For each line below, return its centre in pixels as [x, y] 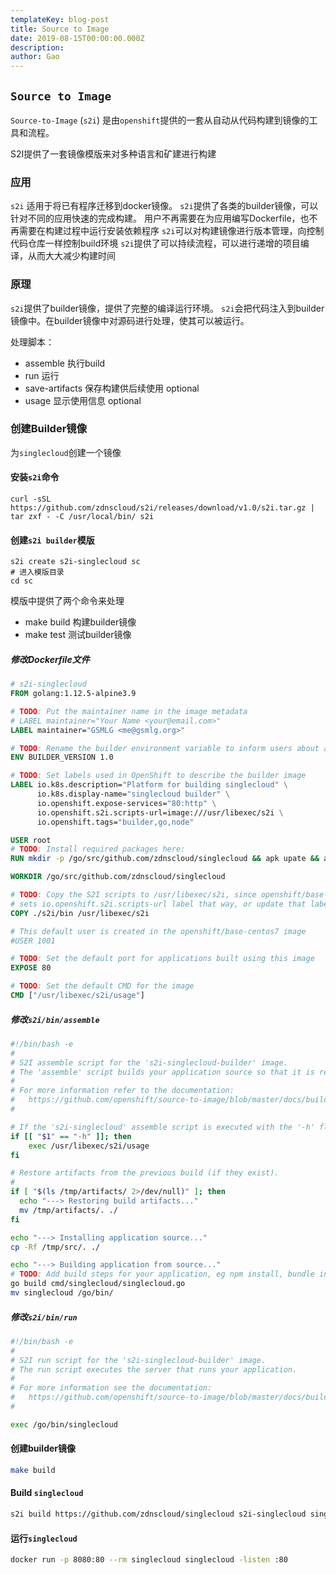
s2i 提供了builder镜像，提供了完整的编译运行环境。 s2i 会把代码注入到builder [167, 308]
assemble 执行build [65, 363]
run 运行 [42, 375]
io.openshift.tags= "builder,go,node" [115, 822]
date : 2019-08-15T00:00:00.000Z [77, 38]
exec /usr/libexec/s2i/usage [89, 1146]
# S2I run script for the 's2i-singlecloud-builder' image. [138, 1360]
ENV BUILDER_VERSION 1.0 [62, 757]
